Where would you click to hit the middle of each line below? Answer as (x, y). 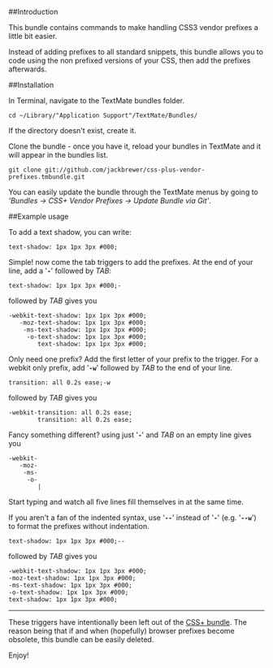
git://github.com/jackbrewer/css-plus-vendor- (125, 170)
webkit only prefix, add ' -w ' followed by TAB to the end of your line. (121, 368)
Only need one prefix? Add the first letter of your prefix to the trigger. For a (133, 359)
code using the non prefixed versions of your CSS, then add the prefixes (130, 61)
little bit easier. (33, 36)
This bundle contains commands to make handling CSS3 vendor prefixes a (133, 27)
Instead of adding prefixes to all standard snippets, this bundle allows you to (136, 52)
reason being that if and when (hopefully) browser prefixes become (122, 631)
